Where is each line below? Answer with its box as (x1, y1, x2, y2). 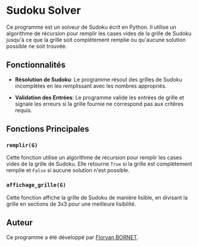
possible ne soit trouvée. (6, 43, 67, 50)
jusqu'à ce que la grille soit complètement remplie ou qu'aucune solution (6, 36, 186, 43)
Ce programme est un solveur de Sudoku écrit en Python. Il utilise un (6, 23, 177, 31)
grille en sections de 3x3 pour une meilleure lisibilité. (6, 200, 136, 207)
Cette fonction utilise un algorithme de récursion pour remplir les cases (6, 154, 182, 161)
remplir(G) (6, 142, 38, 149)
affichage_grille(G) (6, 182, 67, 189)
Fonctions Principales (6, 124, 89, 134)
